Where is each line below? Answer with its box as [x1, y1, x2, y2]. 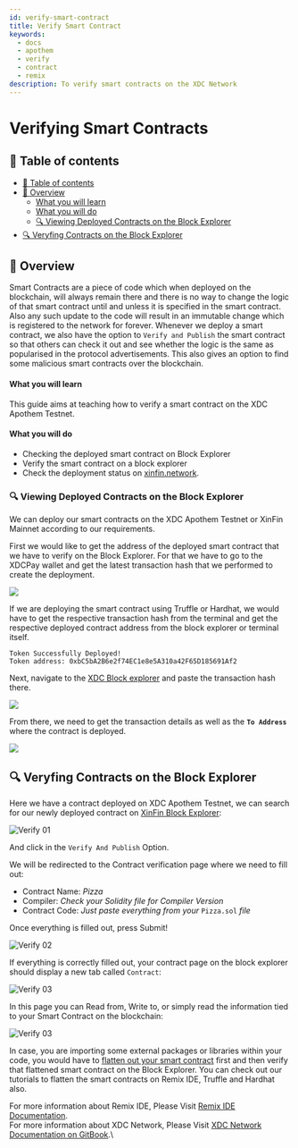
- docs [17, 38, 42, 47]
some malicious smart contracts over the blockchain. [9, 359, 203, 369]
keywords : [9, 30, 46, 38]
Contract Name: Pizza [21, 886, 103, 897]
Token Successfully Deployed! [9, 649, 122, 658]
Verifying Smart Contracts [9, 118, 209, 139]
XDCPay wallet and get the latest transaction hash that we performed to [9, 560, 274, 570]
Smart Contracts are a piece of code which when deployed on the [9, 283, 252, 293]
